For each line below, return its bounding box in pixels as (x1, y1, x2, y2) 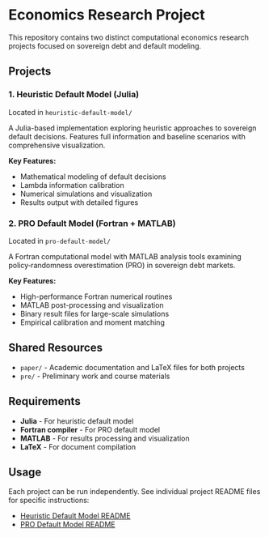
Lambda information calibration (19, 180, 124, 190)
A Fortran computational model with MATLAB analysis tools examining (8, 251, 242, 261)
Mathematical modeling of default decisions (19, 172, 167, 181)
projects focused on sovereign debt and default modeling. (8, 40, 202, 50)
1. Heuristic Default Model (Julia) (8, 89, 140, 100)
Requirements (8, 394, 81, 408)
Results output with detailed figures (19, 197, 139, 207)
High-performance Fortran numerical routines (19, 292, 173, 301)
